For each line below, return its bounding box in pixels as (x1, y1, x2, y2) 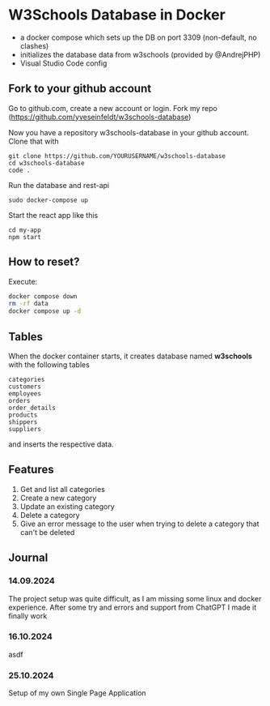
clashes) (19, 41, 49, 50)
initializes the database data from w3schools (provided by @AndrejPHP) (19, 49, 261, 59)
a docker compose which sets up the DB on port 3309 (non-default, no (19, 32, 257, 42)
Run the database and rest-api (8, 180, 110, 190)
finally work (8, 610, 48, 621)
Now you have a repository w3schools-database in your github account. (8, 127, 249, 137)
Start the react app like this (8, 210, 99, 220)
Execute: (8, 276, 38, 286)
